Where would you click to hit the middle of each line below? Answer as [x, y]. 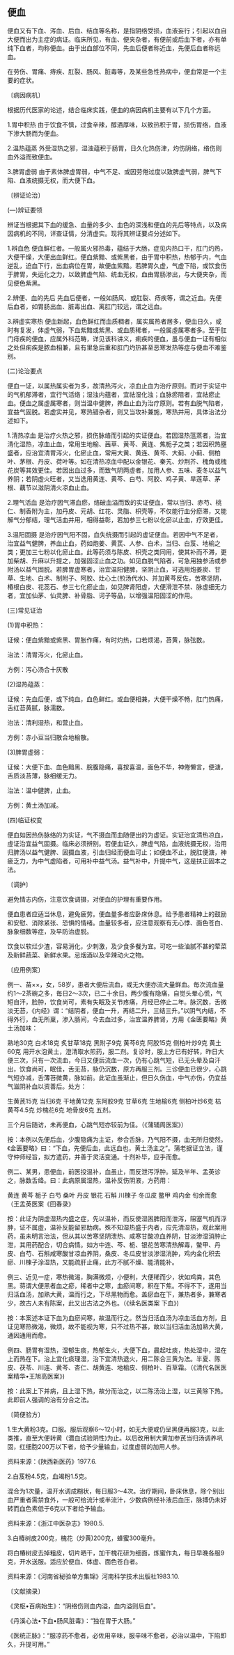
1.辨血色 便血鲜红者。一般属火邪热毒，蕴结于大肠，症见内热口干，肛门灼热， [117, 248]
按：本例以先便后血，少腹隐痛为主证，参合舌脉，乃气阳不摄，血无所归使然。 [117, 1139]
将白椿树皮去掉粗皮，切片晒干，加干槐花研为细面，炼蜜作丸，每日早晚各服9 [116, 1553]
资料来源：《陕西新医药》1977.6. [52, 1461]
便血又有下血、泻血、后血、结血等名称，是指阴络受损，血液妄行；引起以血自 [117, 31]
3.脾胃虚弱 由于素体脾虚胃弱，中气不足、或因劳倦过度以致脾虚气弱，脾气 [111, 171]
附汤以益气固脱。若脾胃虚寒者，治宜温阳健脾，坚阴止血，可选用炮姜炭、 [111, 569]
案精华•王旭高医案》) [36, 1376]
